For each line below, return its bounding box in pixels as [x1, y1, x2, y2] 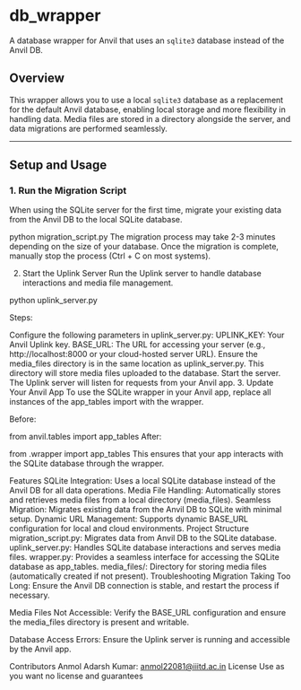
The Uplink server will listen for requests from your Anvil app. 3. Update [9, 378, 274, 389]
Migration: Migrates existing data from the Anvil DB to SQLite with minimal [9, 504, 282, 515]
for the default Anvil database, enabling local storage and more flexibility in [9, 104, 287, 115]
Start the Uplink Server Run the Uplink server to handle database [21, 268, 262, 279]
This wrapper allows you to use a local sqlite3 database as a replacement [9, 94, 284, 105]
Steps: [9, 312, 33, 323]
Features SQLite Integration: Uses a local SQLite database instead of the [9, 476, 276, 486]
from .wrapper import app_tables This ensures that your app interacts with [9, 449, 284, 459]
